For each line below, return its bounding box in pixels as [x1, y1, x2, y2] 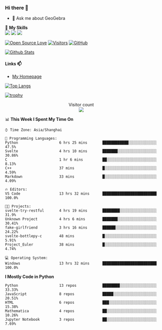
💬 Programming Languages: [5, 136, 57, 141]
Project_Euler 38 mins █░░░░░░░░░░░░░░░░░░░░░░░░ [5, 242, 157, 247]
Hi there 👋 [5, 4, 29, 11]
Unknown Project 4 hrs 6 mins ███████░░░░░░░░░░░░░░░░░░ [5, 216, 157, 221]
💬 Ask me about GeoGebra [12, 16, 65, 21]
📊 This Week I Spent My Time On [5, 116, 74, 122]
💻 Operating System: [5, 255, 48, 260]
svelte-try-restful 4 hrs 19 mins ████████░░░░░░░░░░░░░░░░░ [5, 208, 157, 213]
